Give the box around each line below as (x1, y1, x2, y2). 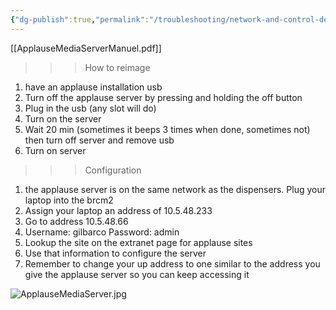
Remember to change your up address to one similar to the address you (24, 257, 321, 270)
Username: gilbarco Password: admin (24, 226, 180, 238)
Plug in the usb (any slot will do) (24, 102, 157, 114)
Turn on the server (24, 112, 102, 125)
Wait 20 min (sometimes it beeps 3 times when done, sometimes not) (24, 123, 311, 135)
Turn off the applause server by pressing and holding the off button (24, 91, 303, 103)
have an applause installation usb (24, 81, 163, 93)
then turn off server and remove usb (24, 134, 175, 146)
